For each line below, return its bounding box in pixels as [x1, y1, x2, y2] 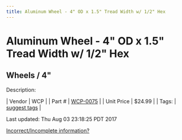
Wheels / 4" [6, 71, 52, 81]
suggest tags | [6, 104, 41, 111]
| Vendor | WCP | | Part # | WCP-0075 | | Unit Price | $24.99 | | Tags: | [6, 97, 177, 104]
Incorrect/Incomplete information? [6, 127, 90, 134]
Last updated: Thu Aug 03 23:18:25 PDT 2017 [6, 115, 117, 122]
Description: [6, 86, 36, 93]
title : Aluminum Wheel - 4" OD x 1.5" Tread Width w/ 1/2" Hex [6, 8, 166, 15]
